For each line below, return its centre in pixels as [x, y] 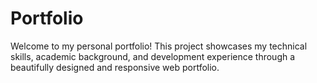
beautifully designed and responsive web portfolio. [115, 67]
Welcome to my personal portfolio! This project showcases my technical [159, 46]
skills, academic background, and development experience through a [153, 56]
